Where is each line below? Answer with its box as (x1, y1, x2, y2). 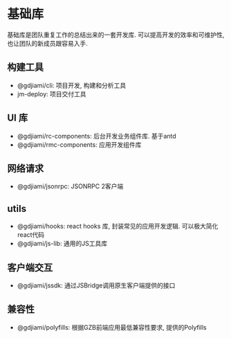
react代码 (17, 231, 45, 239)
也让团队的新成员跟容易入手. (7, 39, 89, 47)
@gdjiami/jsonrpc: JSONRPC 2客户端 (17, 182, 124, 190)
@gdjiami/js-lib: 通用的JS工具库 (17, 240, 108, 248)
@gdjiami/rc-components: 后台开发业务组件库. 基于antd (17, 132, 176, 140)
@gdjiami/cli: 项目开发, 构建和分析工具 (17, 81, 127, 89)
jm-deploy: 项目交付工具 (17, 89, 86, 98)
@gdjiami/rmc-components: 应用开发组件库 (17, 140, 142, 149)
